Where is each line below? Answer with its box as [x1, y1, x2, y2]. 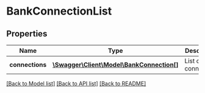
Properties [6, 29, 48, 39]
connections [9, 61, 47, 69]
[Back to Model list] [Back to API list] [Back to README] [6, 80, 146, 87]
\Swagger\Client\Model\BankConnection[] [52, 61, 179, 69]
